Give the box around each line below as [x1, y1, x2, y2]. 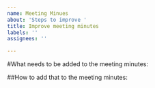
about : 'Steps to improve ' [7, 16, 87, 23]
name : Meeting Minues [7, 10, 69, 17]
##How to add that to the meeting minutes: [7, 73, 128, 82]
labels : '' [7, 29, 38, 36]
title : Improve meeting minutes [7, 23, 99, 29]
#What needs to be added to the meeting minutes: [7, 60, 149, 68]
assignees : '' [7, 35, 48, 42]
